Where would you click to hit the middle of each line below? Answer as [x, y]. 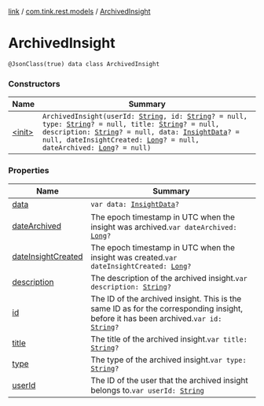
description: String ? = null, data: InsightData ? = [141, 132]
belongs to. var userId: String [147, 390]
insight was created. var [134, 257]
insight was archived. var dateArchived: [163, 227]
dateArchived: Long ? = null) [97, 148]
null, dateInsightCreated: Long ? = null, [121, 140]
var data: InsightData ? [134, 204]
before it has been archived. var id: [156, 318]
